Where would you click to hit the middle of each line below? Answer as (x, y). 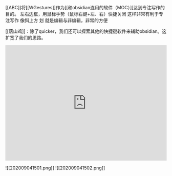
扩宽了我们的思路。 (26, 38)
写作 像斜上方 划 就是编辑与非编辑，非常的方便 (59, 20)
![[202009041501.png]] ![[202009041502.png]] (55, 168)
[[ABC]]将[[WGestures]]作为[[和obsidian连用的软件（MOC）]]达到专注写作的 (85, 7)
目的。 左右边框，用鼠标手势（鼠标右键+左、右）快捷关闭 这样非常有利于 (82, 14)
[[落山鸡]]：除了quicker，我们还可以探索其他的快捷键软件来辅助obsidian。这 (86, 31)
